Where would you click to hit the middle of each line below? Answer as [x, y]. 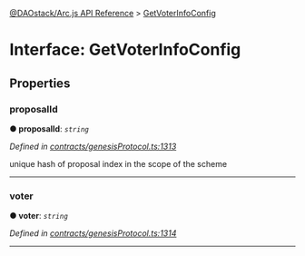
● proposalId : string [49, 128]
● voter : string [39, 216]
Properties [40, 83]
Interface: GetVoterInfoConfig [125, 50]
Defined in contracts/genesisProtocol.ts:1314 [93, 233]
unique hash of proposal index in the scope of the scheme [118, 163]
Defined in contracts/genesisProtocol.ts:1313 [93, 146]
